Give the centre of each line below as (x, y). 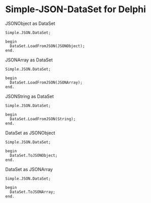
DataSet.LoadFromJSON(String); (43, 119)
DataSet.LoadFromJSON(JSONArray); (46, 82)
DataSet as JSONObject (30, 132)
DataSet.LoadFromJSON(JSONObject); (47, 46)
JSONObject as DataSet (30, 23)
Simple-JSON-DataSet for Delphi (75, 9)
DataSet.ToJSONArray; (33, 192)
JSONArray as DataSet (29, 60)
